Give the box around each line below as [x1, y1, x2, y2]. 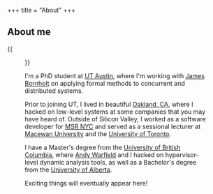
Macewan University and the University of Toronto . [24, 129, 172, 138]
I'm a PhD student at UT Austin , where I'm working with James [24, 71, 205, 80]
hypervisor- [165, 150, 199, 159]
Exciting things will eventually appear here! [24, 179, 148, 187]
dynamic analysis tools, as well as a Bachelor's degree [39, 158, 197, 166]
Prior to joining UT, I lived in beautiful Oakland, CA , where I [24, 100, 193, 108]
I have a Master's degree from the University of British [24, 143, 181, 151]
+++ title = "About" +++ [7, 6, 76, 14]
